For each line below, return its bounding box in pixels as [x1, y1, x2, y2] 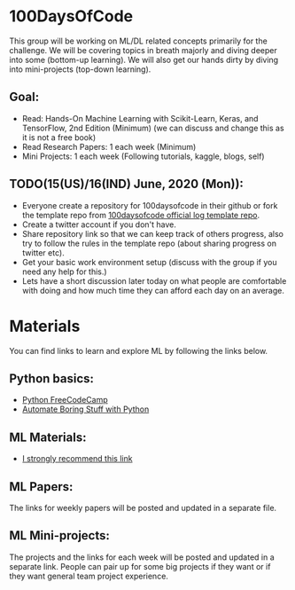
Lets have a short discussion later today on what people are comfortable [21, 275, 287, 286]
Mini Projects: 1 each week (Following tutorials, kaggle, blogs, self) [21, 151, 265, 161]
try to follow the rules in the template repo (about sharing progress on [21, 238, 277, 248]
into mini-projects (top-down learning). [9, 64, 151, 75]
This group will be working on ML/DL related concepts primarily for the [9, 35, 268, 46]
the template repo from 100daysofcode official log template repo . [21, 209, 260, 220]
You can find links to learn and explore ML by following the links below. [9, 345, 268, 356]
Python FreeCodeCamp [21, 395, 108, 405]
